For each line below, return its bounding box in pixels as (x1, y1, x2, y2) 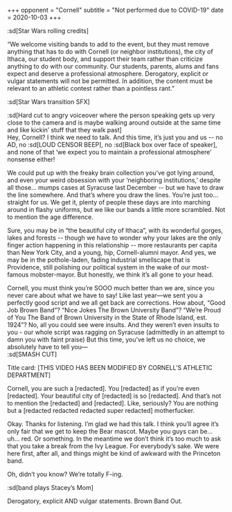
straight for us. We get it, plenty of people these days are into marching (7, 198, 211, 206)
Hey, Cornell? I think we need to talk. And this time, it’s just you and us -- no (7, 133, 224, 141)
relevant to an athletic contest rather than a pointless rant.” (7, 85, 175, 92)
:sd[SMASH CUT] (7, 350, 57, 358)
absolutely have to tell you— (7, 343, 88, 351)
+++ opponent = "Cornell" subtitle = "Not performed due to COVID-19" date (7, 6, 224, 14)
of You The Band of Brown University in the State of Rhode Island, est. (7, 313, 208, 321)
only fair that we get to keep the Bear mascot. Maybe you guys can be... (7, 427, 213, 435)
